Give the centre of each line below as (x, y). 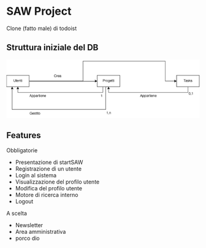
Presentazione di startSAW (49, 162)
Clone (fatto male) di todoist (42, 28)
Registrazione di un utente (48, 169)
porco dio (27, 238)
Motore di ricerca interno (47, 195)
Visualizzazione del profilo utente (57, 182)
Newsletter (29, 225)
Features (24, 135)
